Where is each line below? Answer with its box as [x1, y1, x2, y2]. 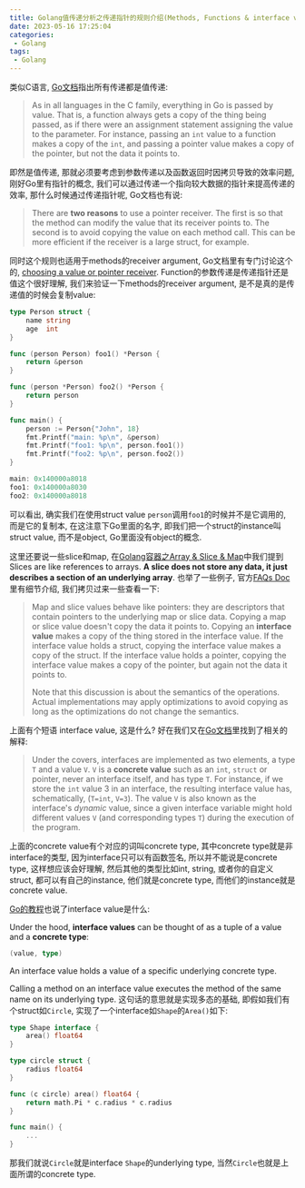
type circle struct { [9, 1056, 92, 1065]
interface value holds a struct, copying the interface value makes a [31, 639, 281, 650]
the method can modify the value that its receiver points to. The [31, 217, 270, 228]
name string [25, 315, 71, 325]
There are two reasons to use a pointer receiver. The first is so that [31, 208, 283, 218]
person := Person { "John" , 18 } [25, 424, 141, 433]
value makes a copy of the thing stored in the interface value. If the [31, 630, 284, 641]
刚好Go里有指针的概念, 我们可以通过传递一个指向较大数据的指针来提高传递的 [9, 178, 295, 189]
